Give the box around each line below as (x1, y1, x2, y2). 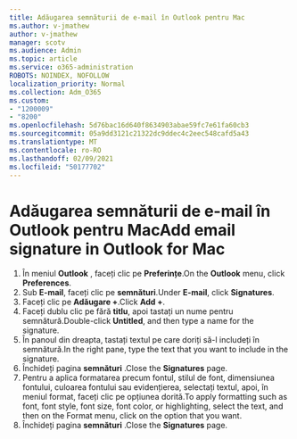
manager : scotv (9, 37, 66, 47)
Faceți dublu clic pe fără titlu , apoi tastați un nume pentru (21, 306, 234, 317)
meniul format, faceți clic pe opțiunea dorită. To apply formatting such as (21, 392, 288, 402)
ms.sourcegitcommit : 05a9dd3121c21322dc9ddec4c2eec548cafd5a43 (9, 129, 250, 138)
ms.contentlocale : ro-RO (9, 145, 102, 154)
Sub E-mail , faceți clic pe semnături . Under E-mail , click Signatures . (21, 287, 275, 298)
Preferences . (21, 277, 72, 288)
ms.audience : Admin (9, 46, 82, 55)
